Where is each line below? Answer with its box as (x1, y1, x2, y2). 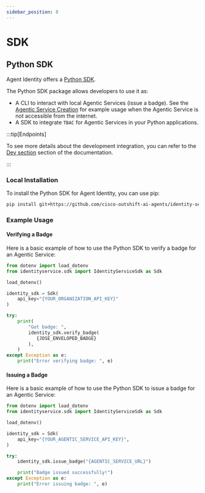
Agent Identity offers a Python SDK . (6, 76, 96, 83)
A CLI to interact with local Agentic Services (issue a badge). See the (15, 99, 189, 107)
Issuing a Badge (6, 371, 48, 378)
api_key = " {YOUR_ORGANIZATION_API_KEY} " (17, 296, 119, 302)
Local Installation (6, 176, 59, 184)
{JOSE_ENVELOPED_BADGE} (36, 335, 97, 341)
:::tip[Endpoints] (6, 130, 47, 138)
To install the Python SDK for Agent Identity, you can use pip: (6, 190, 160, 197)
